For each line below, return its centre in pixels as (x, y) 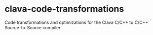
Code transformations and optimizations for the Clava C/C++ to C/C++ (76, 22)
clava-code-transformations (64, 9)
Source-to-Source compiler (33, 27)
